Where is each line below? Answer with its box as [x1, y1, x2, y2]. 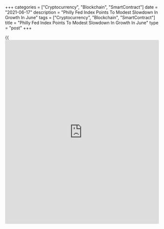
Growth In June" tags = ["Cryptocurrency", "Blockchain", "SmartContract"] [5, 15, 155, 20]
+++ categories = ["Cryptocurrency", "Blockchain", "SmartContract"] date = [5, 4, 158, 10]
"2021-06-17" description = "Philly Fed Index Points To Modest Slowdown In [5, 9, 158, 15]
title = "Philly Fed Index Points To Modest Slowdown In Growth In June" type [5, 20, 159, 25]
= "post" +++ [5, 25, 32, 31]
